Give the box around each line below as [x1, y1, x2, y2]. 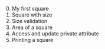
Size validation [11, 18, 48, 24]
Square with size [11, 11, 52, 18]
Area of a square [11, 24, 53, 31]
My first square [11, 5, 49, 12]
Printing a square [11, 37, 54, 43]
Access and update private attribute [11, 30, 99, 37]
